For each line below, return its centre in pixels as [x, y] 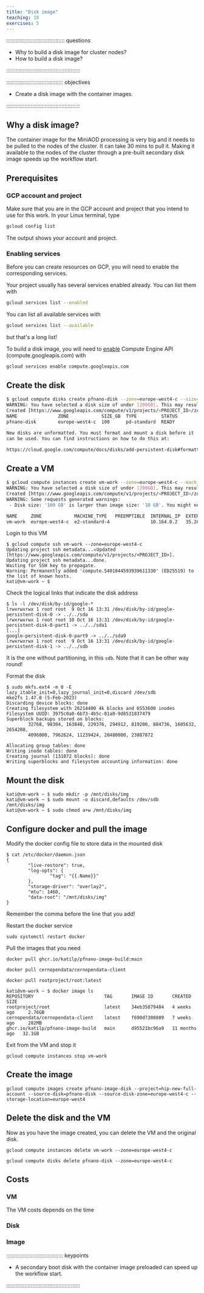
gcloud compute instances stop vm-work [57, 1056]
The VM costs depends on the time [50, 1210]
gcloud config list [31, 226]
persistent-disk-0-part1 [38, 626]
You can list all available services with [54, 314]
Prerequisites [32, 178]
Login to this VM [27, 533]
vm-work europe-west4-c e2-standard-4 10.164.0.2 [92, 522]
